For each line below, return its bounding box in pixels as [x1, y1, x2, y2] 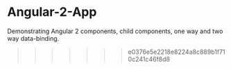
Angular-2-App [7, 4, 97, 20]
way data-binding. [7, 34, 60, 42]
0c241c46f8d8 [128, 55, 170, 63]
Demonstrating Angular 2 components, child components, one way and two [7, 27, 223, 35]
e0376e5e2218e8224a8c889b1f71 [128, 48, 225, 56]
